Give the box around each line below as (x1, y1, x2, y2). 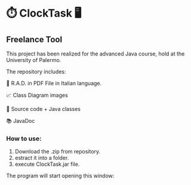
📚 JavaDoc (6, 118, 35, 124)
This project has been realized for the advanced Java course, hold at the (6, 50, 185, 57)
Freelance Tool (6, 34, 63, 44)
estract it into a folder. (14, 155, 69, 162)
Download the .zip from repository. (14, 148, 101, 155)
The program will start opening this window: (6, 172, 115, 180)
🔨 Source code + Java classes (6, 106, 81, 112)
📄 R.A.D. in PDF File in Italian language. (6, 80, 102, 87)
